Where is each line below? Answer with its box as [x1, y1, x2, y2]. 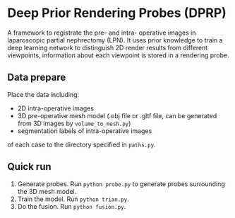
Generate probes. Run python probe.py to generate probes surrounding [17, 179, 226, 188]
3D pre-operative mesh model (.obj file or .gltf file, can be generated [17, 111, 217, 120]
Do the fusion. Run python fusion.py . [17, 202, 126, 210]
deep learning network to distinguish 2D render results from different [7, 43, 208, 52]
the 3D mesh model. [17, 187, 77, 195]
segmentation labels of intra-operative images [17, 126, 152, 135]
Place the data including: [7, 90, 80, 98]
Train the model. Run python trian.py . [17, 195, 129, 203]
